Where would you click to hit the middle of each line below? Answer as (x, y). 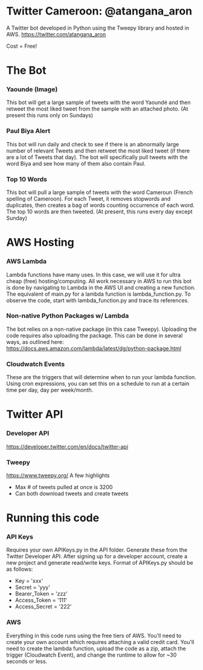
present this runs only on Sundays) (50, 115)
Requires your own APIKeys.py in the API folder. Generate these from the (97, 550)
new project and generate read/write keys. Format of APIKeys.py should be (100, 563)
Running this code (53, 518)
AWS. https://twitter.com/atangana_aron (56, 34)
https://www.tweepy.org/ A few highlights (58, 475)
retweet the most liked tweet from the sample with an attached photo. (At (97, 109)
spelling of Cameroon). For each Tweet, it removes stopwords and (89, 199)
